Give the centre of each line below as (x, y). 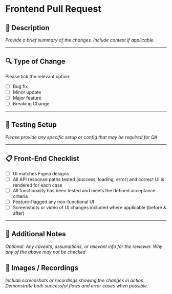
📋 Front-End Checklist (42, 159)
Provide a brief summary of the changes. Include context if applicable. (80, 40)
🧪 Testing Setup (31, 125)
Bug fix (20, 86)
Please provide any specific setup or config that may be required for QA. (82, 137)
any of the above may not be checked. (46, 252)
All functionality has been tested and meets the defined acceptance (84, 190)
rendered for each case (38, 185)
